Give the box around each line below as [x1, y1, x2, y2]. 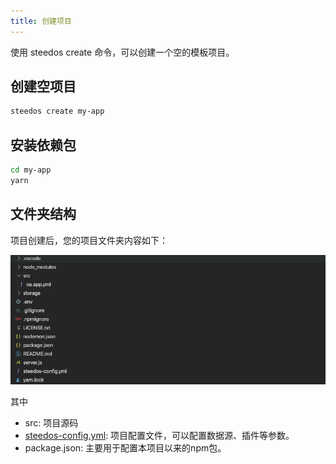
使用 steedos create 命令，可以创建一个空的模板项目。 [10, 46, 235, 58]
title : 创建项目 [10, 16, 72, 26]
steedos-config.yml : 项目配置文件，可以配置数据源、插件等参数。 [24, 429, 295, 441]
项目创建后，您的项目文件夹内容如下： [10, 234, 168, 246]
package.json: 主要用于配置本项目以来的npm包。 [24, 441, 227, 454]
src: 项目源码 [24, 416, 79, 429]
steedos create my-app [10, 106, 105, 117]
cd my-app [10, 165, 52, 175]
